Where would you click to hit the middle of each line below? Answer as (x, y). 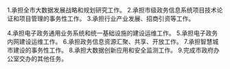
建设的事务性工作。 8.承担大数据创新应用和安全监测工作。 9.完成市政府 (113, 50)
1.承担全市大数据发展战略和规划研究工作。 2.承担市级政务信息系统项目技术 (112, 10)
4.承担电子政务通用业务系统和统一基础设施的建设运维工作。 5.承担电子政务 (113, 33)
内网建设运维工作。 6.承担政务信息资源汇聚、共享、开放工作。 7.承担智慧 (110, 42)
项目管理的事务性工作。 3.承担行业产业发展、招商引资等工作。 (107, 18)
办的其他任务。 (46, 59)
